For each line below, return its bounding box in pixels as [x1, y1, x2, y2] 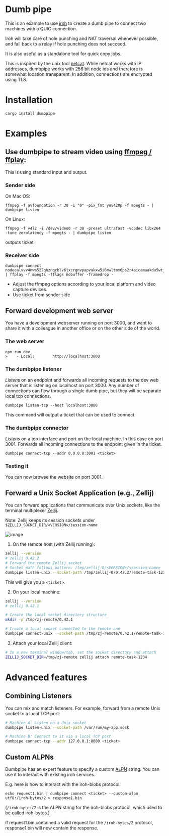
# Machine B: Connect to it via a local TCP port [5, 734, 112, 739]
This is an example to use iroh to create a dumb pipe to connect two [5, 20, 146, 26]
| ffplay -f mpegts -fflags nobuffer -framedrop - [5, 272, 114, 277]
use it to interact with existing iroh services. [5, 771, 96, 777]
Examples [5, 128, 47, 140]
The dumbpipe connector [5, 424, 69, 431]
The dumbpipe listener [5, 365, 62, 373]
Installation [5, 95, 53, 106]
